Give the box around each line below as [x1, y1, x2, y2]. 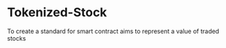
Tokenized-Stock [7, 5, 108, 20]
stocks [7, 34, 26, 42]
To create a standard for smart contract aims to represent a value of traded [7, 27, 220, 35]
